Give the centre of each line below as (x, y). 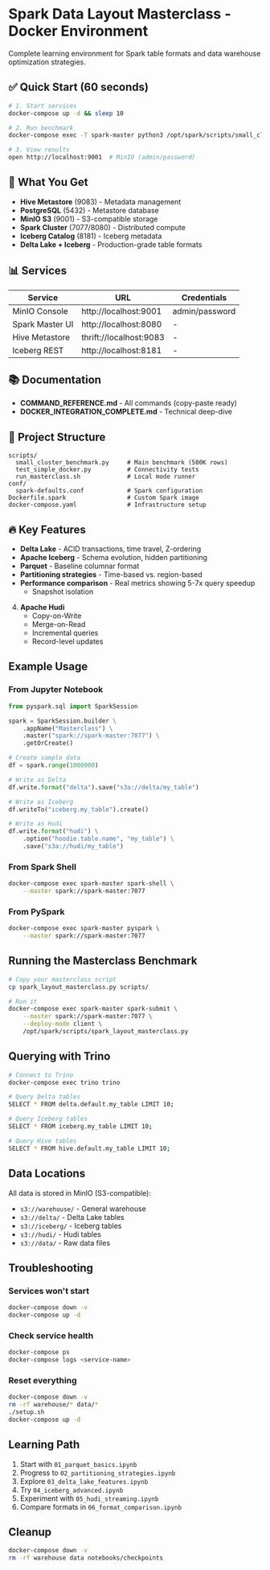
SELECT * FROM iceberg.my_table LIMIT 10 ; (80, 1127)
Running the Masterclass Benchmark (103, 961)
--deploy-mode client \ (63, 1024)
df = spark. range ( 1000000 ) (53, 765)
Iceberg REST (38, 350)
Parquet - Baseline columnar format (80, 566)
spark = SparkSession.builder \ (62, 721)
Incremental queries (65, 633)
